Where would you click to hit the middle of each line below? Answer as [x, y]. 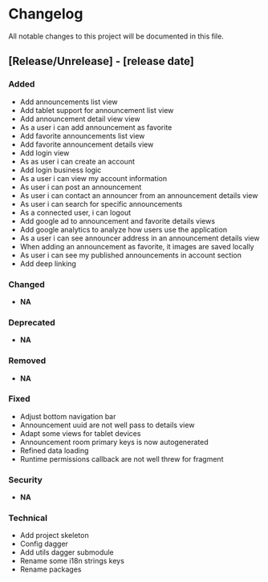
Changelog [46, 14]
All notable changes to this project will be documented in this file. [116, 36]
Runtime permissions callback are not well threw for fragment [122, 459]
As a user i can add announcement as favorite [96, 127]
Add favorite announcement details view [87, 144]
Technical [28, 518]
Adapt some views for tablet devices [80, 433]
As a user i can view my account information [93, 178]
